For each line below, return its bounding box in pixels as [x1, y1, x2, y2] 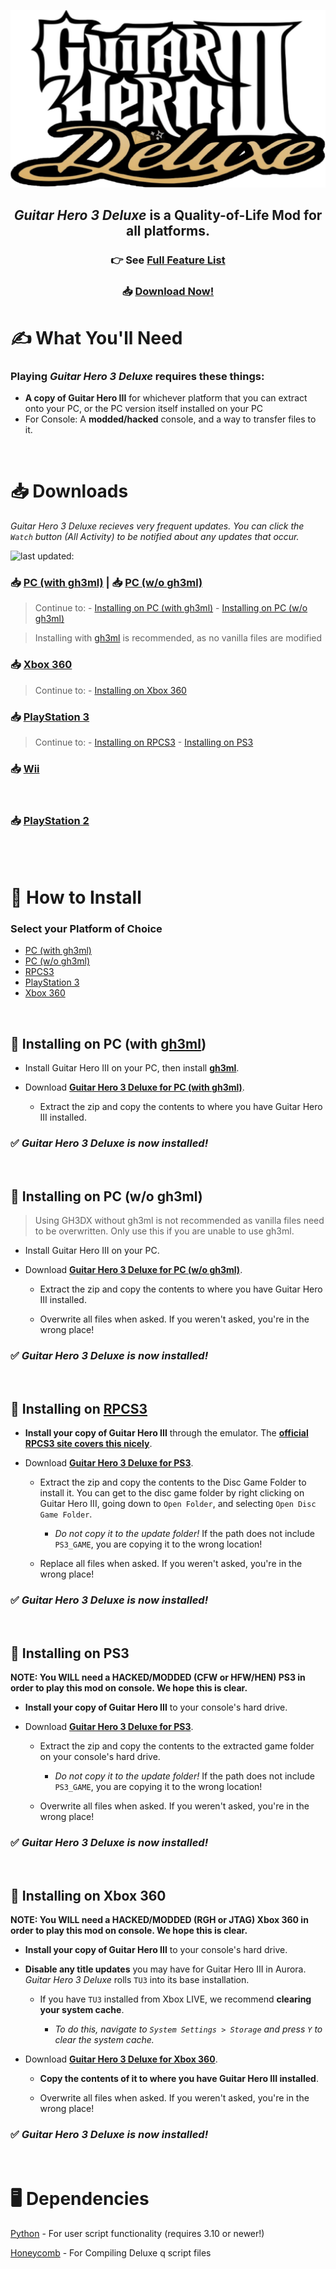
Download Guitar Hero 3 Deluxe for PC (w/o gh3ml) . [24, 1264, 243, 1276]
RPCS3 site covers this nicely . [24, 1438, 153, 1450]
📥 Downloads [10, 480, 129, 503]
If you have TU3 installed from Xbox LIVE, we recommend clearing [39, 1993, 312, 2005]
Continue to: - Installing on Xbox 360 [34, 684, 187, 696]
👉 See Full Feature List [110, 253, 226, 267]
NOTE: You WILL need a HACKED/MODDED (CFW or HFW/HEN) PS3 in [10, 1671, 306, 1684]
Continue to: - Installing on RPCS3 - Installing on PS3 [34, 736, 254, 749]
